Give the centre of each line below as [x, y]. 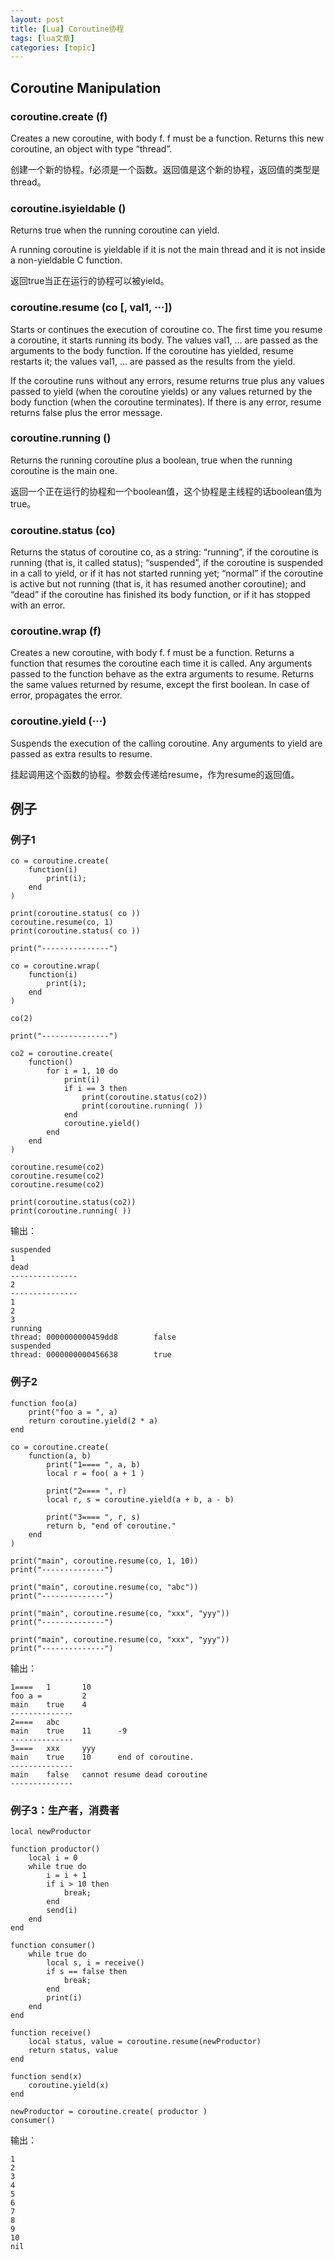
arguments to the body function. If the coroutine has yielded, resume [152, 350]
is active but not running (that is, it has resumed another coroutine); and [158, 584]
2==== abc [35, 1722]
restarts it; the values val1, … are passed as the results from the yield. [153, 361]
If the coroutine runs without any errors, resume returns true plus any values [167, 380]
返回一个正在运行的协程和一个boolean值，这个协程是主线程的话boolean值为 [166, 491]
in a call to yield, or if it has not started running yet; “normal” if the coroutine [167, 573]
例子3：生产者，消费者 [65, 1810]
